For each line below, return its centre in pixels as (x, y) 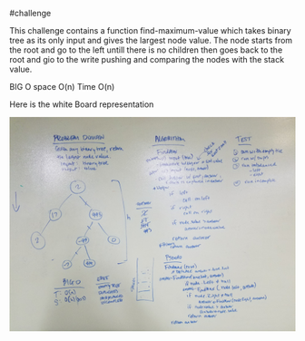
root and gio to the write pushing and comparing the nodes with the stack (147, 59)
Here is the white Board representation (82, 104)
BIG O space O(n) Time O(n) (62, 87)
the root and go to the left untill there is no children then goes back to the (146, 50)
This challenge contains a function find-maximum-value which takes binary (151, 30)
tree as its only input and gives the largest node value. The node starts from (151, 40)
